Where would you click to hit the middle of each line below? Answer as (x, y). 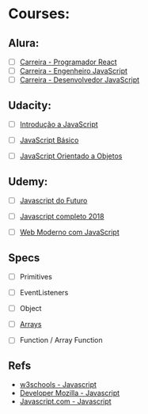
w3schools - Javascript (58, 385)
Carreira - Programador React (68, 62)
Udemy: (28, 182)
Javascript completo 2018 (62, 216)
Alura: (24, 43)
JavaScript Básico (49, 140)
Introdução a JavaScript (59, 124)
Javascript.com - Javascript (66, 401)
